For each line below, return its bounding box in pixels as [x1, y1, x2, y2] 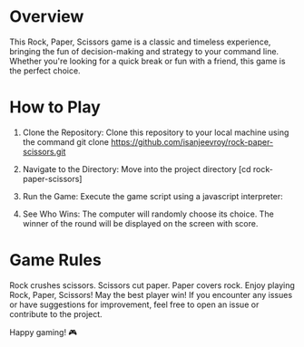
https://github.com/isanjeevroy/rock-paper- [110, 136, 274, 147]
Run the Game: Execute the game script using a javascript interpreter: [22, 190, 283, 201]
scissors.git [22, 146, 66, 157]
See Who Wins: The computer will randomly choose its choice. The [22, 208, 274, 219]
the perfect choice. [9, 65, 81, 76]
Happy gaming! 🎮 [9, 326, 78, 337]
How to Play [9, 97, 102, 118]
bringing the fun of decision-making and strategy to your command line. [9, 45, 279, 56]
